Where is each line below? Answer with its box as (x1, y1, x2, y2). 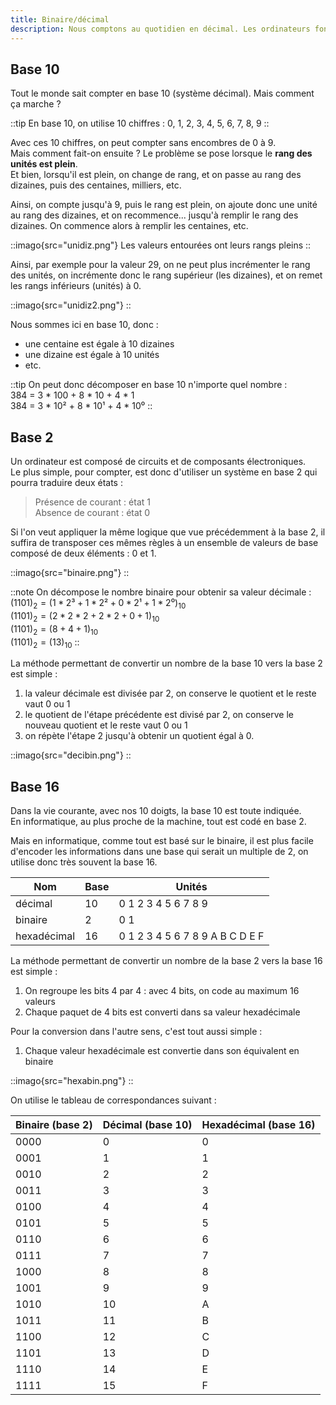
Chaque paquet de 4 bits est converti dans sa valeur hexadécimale (24, 1006, 301, 1018)
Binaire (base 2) (15, 1118, 93, 1132)
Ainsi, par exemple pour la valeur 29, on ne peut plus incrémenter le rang (10, 259, 311, 271)
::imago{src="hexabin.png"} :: (10, 1075, 134, 1087)
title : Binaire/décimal (10, 14, 110, 25)
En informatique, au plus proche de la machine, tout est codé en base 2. (10, 816, 307, 828)
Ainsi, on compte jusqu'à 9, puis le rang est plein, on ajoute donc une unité (10, 199, 318, 211)
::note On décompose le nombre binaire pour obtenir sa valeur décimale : (10, 586, 312, 598)
